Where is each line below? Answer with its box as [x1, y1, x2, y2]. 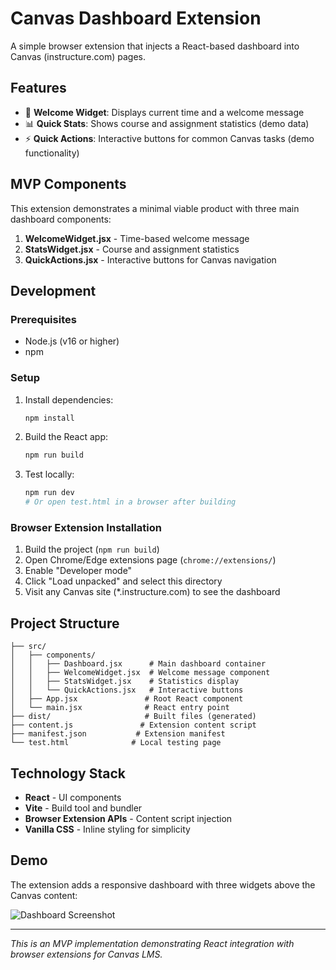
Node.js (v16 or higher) [24, 335, 120, 347]
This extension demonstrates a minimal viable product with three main [10, 202, 300, 214]
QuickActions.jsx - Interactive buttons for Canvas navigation [24, 253, 277, 266]
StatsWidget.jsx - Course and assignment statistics [24, 243, 240, 255]
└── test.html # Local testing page [10, 738, 222, 748]
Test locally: [24, 468, 75, 481]
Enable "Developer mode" [24, 565, 133, 577]
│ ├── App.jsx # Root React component [10, 694, 244, 704]
